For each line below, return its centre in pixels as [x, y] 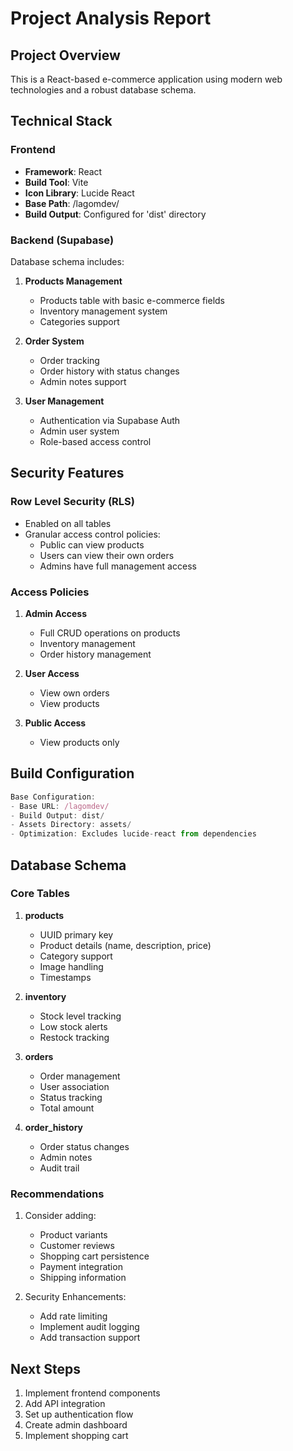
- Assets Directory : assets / [71, 825]
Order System [54, 341]
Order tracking [69, 360]
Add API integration [65, 1403]
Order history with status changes [109, 371]
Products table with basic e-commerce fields [132, 300]
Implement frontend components [92, 1393]
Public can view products [92, 544]
